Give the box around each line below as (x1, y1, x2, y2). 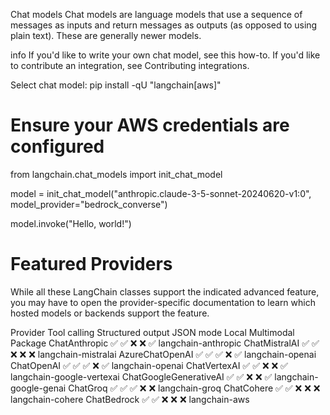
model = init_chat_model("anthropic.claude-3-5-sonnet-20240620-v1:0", (10, 187, 312, 199)
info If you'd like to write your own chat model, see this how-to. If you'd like (10, 49, 321, 61)
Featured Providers (10, 253, 173, 276)
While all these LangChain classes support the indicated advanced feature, (10, 285, 320, 298)
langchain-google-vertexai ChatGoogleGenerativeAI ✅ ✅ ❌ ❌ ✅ (10, 370, 273, 383)
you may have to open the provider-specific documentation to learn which (10, 296, 316, 308)
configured (10, 135, 105, 158)
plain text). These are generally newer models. (10, 30, 202, 41)
